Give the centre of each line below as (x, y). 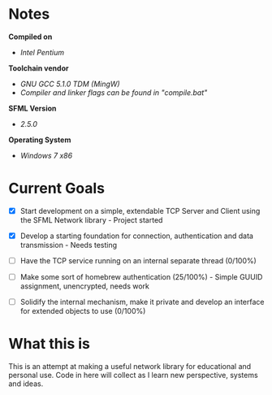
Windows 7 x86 (46, 155)
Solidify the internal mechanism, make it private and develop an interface (142, 302)
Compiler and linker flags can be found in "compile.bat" (114, 92)
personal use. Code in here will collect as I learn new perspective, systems (133, 375)
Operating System (40, 140)
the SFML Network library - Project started (91, 219)
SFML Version (32, 108)
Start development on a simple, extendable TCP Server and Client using (140, 211)
